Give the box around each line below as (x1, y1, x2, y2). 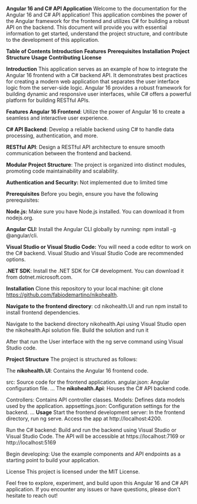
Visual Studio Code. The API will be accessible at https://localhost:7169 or (6, 433, 185, 440)
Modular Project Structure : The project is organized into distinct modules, (6, 162, 186, 168)
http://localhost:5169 (6, 439, 56, 446)
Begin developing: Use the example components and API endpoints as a (6, 450, 181, 457)
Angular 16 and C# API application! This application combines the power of (6, 11, 188, 18)
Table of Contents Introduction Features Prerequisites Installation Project (6, 48, 190, 55)
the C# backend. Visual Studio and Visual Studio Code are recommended (6, 250, 183, 256)
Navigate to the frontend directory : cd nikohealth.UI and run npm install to (6, 303, 188, 309)
